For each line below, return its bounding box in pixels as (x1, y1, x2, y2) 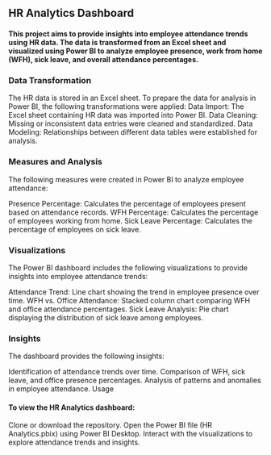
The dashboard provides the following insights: (8, 351, 165, 361)
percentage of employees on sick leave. (8, 224, 141, 234)
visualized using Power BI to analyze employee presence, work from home (8, 46, 263, 56)
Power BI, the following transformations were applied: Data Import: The (8, 102, 244, 111)
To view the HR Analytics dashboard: (8, 403, 135, 412)
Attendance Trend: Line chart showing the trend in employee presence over (8, 286, 260, 297)
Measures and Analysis (8, 157, 103, 168)
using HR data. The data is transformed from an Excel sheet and (8, 37, 227, 47)
